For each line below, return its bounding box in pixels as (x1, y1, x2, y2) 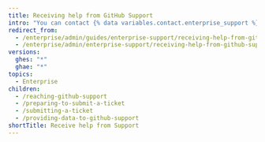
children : (8, 84, 41, 93)
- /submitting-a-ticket (15, 107, 93, 115)
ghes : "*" (15, 56, 47, 64)
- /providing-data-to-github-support (15, 114, 140, 122)
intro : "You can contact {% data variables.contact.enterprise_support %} (8, 19, 259, 27)
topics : (8, 70, 34, 78)
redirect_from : (8, 26, 58, 34)
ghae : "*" (15, 63, 47, 71)
